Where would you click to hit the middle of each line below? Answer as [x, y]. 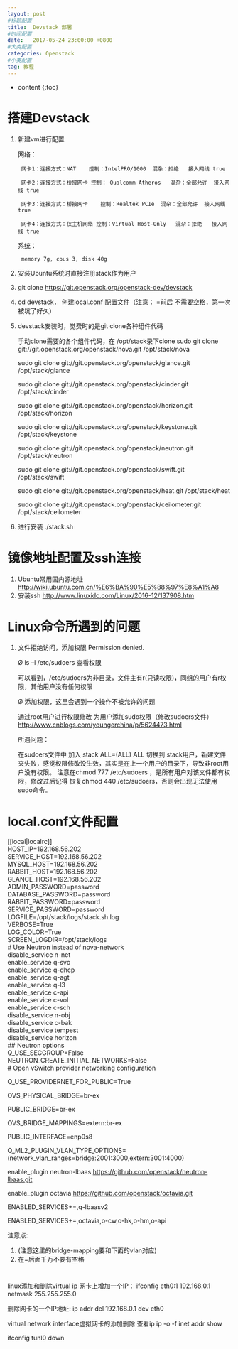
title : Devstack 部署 [40, 27]
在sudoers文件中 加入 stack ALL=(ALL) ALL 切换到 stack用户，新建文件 [121, 754]
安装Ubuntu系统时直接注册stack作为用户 [77, 273]
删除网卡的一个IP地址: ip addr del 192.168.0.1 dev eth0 [86, 1309]
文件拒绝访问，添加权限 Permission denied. [81, 648]
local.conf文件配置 [63, 822]
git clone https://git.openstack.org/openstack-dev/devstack [105, 287]
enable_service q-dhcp [41, 970]
